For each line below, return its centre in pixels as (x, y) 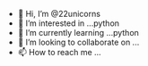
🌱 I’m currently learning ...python (78, 33)
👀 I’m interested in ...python (68, 23)
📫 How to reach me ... (59, 52)
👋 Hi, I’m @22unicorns (59, 14)
